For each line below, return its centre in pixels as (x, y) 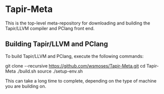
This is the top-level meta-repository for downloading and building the (78, 23)
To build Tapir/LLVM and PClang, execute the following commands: (74, 56)
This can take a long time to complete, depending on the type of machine (81, 80)
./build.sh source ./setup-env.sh (50, 71)
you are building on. (26, 86)
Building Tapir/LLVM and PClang (57, 44)
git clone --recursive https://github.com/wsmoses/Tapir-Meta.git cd (75, 65)
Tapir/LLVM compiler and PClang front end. (50, 28)
